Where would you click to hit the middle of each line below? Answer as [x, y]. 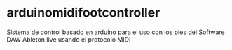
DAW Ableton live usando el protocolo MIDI [69, 39]
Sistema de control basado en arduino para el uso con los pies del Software [116, 32]
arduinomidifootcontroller [83, 13]
